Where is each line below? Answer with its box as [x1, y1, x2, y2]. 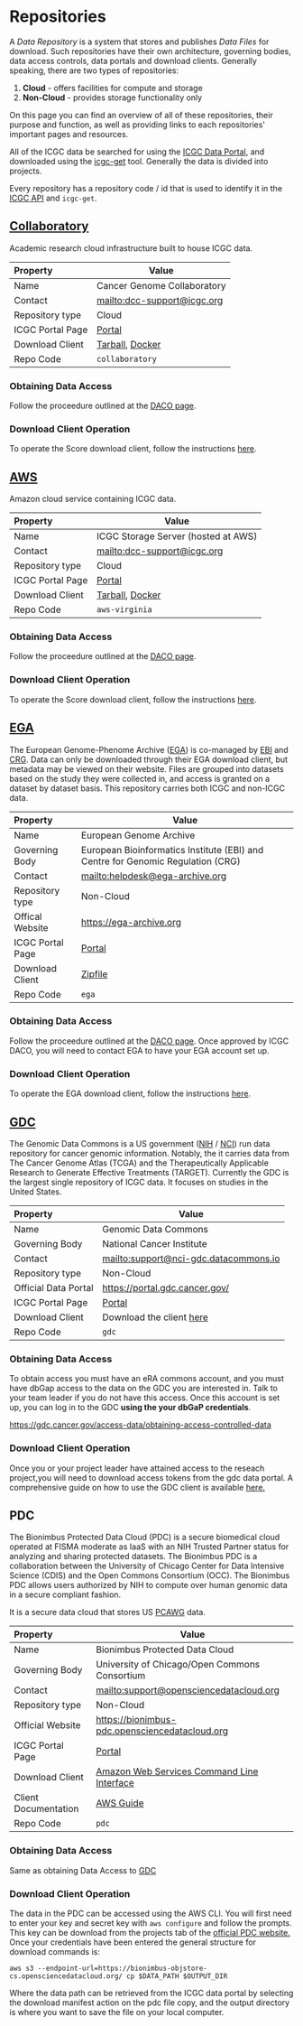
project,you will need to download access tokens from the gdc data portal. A [9, 1472, 293, 1482]
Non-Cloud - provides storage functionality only [22, 92, 203, 103]
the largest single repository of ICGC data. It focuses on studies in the [9, 1176, 269, 1187]
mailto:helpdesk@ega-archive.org [80, 869, 227, 882]
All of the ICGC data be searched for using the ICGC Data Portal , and [9, 146, 265, 157]
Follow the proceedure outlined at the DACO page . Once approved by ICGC [9, 1036, 289, 1046]
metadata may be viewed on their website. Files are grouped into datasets [9, 763, 284, 774]
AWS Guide [96, 1797, 144, 1809]
